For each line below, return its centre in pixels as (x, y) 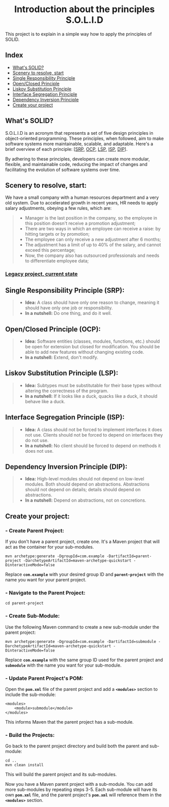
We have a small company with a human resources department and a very (82, 197)
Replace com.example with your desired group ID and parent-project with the (85, 574)
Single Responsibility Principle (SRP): (65, 290)
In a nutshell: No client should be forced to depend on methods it (93, 446)
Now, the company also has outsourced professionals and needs (92, 255)
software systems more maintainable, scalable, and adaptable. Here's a (79, 144)
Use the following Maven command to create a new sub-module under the (82, 627)
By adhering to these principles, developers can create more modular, (77, 159)
